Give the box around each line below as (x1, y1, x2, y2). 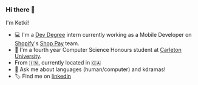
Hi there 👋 (5, 5, 36, 14)
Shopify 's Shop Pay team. (14, 40, 80, 47)
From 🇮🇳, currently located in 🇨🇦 (14, 59, 101, 66)
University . (14, 52, 42, 60)
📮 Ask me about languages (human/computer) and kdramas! (14, 66, 166, 73)
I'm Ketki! (5, 19, 29, 27)
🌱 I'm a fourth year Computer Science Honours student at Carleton (14, 46, 182, 54)
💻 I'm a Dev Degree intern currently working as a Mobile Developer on (14, 31, 192, 39)
